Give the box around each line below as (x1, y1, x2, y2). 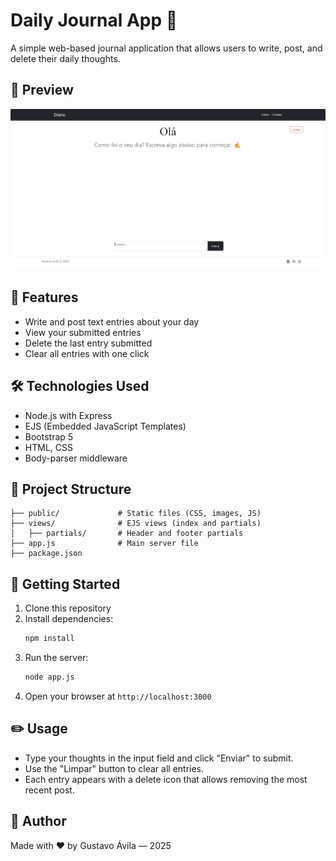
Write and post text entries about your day (24, 315, 200, 328)
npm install (24, 634, 75, 644)
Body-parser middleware (24, 452, 128, 464)
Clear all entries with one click (24, 347, 150, 359)
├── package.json (10, 549, 83, 559)
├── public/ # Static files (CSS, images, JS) (10, 509, 262, 519)
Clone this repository (24, 602, 112, 614)
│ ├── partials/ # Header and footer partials (10, 529, 244, 539)
